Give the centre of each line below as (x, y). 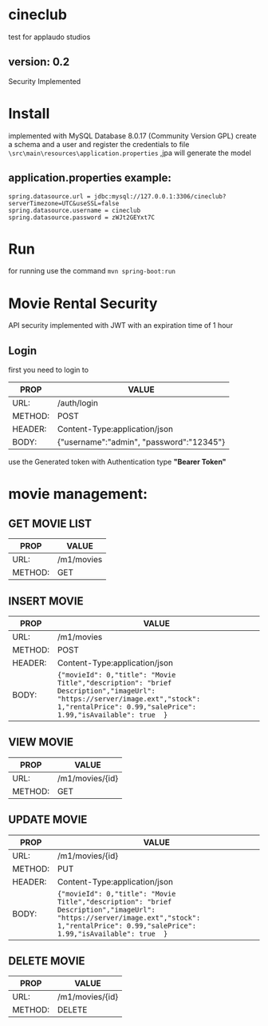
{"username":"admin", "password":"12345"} (141, 442)
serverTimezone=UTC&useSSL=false (64, 203)
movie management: (78, 494)
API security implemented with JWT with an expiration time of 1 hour (121, 325)
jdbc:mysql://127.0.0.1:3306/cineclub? (160, 196)
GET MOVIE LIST (50, 523)
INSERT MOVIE (46, 601)
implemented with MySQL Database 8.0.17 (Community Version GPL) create (132, 136)
